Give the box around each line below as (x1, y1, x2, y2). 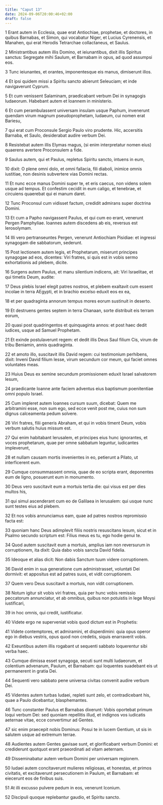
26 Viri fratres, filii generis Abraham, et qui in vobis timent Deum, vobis (5, 420, 147, 426)
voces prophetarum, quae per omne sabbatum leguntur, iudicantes (5, 440, 139, 446)
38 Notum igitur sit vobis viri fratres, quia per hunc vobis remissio (5, 590, 136, 596)
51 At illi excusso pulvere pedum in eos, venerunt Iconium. (5, 785, 121, 791)
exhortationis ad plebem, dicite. (5, 260, 68, 266)
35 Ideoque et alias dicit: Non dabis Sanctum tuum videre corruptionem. (5, 556, 149, 562)
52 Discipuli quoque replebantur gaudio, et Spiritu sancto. (5, 794, 120, 800)
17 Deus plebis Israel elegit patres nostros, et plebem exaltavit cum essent (5, 284, 153, 289)
